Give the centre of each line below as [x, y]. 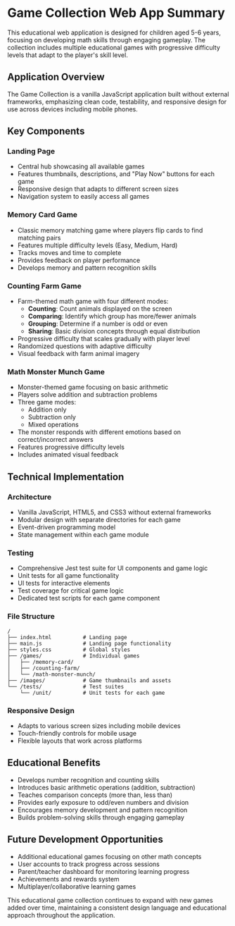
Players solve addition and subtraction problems [87, 395]
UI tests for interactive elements [64, 584]
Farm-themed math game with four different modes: [93, 302]
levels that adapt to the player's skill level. [68, 55]
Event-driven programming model [66, 527]
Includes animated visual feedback [68, 455]
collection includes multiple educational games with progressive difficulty [114, 47]
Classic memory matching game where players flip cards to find [110, 230]
